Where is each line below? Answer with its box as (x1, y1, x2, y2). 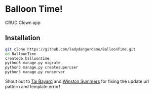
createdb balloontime (5, 56, 50, 61)
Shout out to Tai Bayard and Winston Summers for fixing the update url (5, 78, 149, 84)
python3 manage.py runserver (5, 70, 65, 74)
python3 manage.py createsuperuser (5, 65, 78, 70)
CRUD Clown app (5, 20, 41, 25)
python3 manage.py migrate (5, 60, 61, 66)
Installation (5, 34, 40, 42)
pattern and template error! (5, 84, 60, 89)
